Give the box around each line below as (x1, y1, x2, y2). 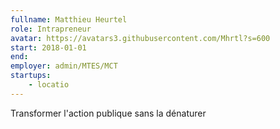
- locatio (28, 80, 70, 90)
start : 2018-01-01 (10, 42, 87, 53)
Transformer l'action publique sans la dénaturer (10, 107, 207, 119)
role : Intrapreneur (10, 24, 92, 34)
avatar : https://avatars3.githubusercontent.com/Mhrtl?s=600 (10, 33, 271, 43)
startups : (10, 71, 52, 81)
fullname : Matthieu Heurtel (10, 14, 128, 25)
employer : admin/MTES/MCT (10, 61, 118, 71)
